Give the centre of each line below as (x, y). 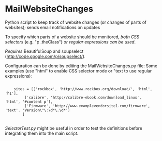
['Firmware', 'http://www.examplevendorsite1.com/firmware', (87, 106)
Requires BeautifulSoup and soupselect (44, 51)
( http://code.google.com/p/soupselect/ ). (45, 56)
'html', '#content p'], (29, 102)
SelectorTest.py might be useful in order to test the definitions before (74, 128)
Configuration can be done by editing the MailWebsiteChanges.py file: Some (81, 66)
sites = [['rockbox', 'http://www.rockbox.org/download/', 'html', (83, 89)
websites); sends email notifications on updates (52, 27)
